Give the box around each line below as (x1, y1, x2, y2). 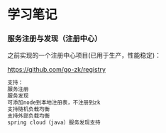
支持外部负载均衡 (7, 112, 50, 119)
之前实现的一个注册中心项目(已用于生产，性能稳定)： (7, 51, 162, 60)
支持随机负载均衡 (7, 105, 50, 112)
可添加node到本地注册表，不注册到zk (7, 99, 101, 107)
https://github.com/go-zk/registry (7, 65, 106, 74)
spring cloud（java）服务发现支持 (7, 119, 101, 126)
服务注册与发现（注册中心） (7, 33, 102, 43)
